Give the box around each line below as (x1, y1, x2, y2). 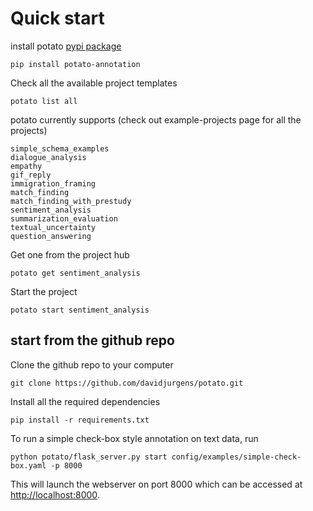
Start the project (10, 285, 78, 297)
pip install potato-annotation (10, 59, 141, 69)
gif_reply (10, 170, 52, 180)
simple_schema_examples (10, 143, 110, 154)
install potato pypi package (10, 40, 122, 52)
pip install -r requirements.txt (10, 415, 150, 425)
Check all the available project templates (10, 77, 178, 89)
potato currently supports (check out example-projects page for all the (10, 113, 302, 126)
